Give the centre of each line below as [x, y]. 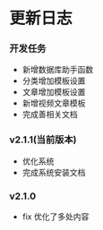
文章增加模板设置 [54, 92]
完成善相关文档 [50, 115]
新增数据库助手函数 [58, 70]
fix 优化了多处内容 [56, 217]
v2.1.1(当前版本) [43, 140]
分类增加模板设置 [54, 81]
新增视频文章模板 [54, 103]
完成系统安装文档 [54, 172]
